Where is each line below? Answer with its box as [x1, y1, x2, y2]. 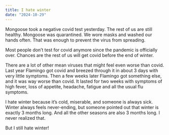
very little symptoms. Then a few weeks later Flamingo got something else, [5, 73, 162, 79]
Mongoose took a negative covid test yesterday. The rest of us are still [5, 26, 152, 32]
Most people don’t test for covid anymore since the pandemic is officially [5, 47, 158, 53]
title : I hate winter [5, 7, 51, 13]
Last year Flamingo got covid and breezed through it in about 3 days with [5, 67, 158, 74]
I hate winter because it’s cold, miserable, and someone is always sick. [5, 98, 153, 105]
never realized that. [5, 115, 46, 121]
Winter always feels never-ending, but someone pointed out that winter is [5, 104, 159, 110]
